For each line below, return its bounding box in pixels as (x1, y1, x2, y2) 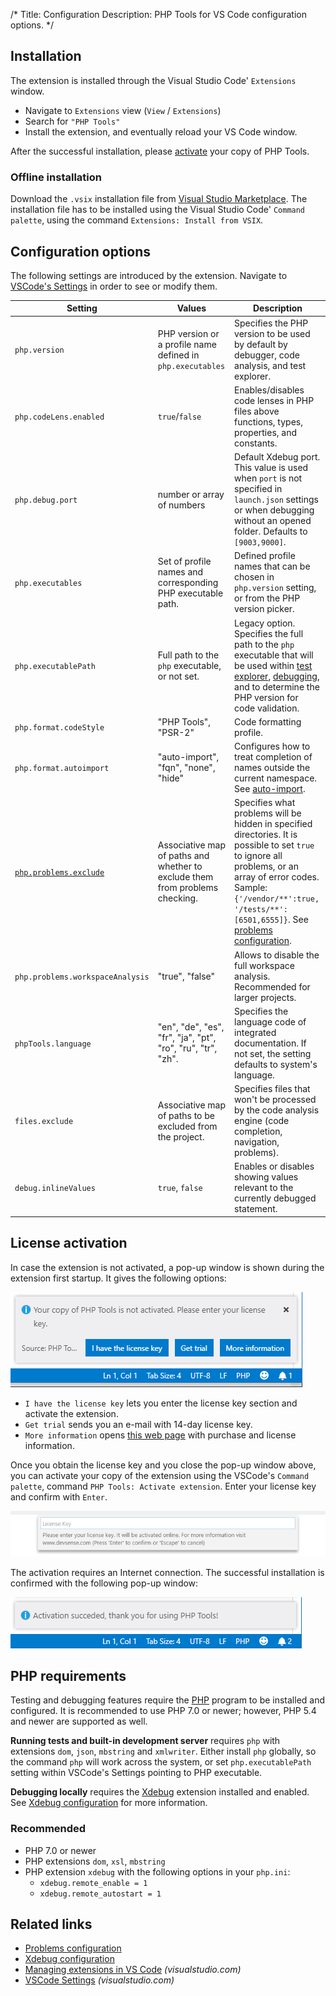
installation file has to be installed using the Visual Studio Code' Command (10, 204, 306, 216)
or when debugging (234, 504, 315, 516)
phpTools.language (14, 1039, 92, 1049)
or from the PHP (234, 592, 301, 604)
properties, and (234, 426, 298, 438)
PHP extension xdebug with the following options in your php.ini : (24, 1865, 291, 1878)
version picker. (234, 603, 295, 615)
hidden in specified (234, 818, 313, 830)
